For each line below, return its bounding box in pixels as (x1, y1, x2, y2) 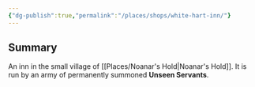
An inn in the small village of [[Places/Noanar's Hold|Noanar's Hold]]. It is (8, 62, 247, 71)
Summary (8, 41, 58, 55)
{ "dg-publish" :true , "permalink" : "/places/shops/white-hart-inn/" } (8, 11, 231, 20)
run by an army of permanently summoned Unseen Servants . (8, 70, 209, 80)
